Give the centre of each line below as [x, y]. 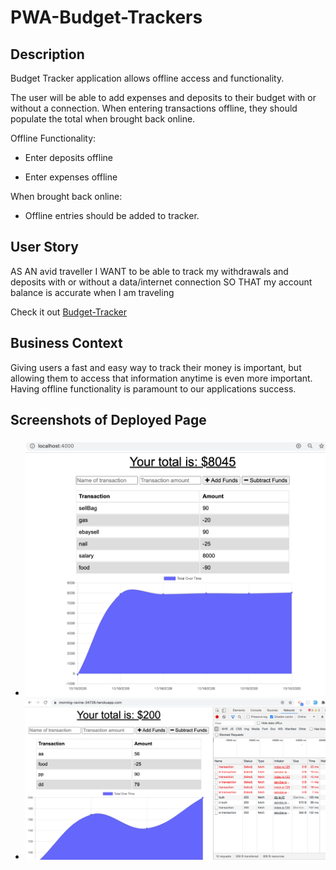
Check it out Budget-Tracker [69, 312]
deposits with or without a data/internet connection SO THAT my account [161, 282]
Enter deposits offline [68, 157]
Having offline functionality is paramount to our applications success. [153, 388]
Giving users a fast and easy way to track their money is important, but [156, 367]
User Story [44, 247]
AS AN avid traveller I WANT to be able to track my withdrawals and [149, 271]
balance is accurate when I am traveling [92, 292]
